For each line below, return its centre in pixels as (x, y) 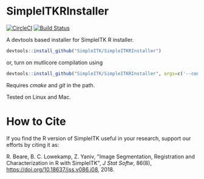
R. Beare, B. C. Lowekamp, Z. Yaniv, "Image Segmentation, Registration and (101, 157)
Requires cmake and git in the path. (51, 85)
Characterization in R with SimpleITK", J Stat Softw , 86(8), (79, 163)
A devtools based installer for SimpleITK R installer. (70, 39)
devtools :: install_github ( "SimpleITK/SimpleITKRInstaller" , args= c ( (95, 73)
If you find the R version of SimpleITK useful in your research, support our (99, 138)
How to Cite (36, 121)
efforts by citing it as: (33, 144)
